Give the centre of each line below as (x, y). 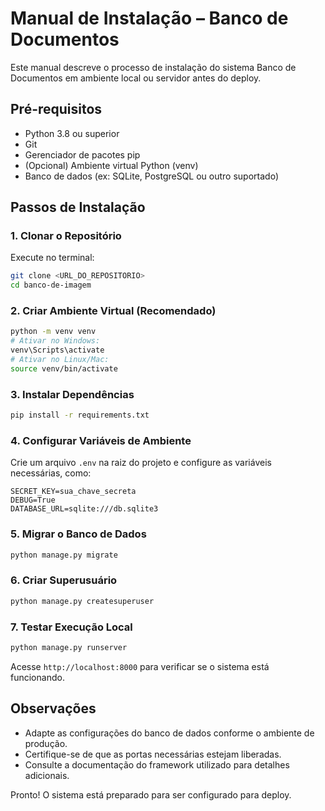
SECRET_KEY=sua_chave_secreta (73, 492)
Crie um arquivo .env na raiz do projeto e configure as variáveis (141, 463)
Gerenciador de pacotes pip (82, 154)
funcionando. (37, 677)
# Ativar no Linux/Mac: (60, 360)
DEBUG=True (33, 500)
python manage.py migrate (64, 555)
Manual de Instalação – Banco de (149, 18)
